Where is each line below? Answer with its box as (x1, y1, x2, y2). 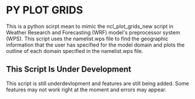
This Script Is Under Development (6, 65, 131, 75)
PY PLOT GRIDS (6, 3, 83, 17)
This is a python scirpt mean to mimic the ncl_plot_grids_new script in (6, 23, 173, 30)
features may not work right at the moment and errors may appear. (6, 86, 166, 93)
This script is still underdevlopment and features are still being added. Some (6, 80, 189, 87)
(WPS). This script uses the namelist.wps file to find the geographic (6, 35, 169, 42)
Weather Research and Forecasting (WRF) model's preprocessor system (6, 29, 180, 36)
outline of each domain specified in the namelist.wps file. (6, 47, 144, 54)
